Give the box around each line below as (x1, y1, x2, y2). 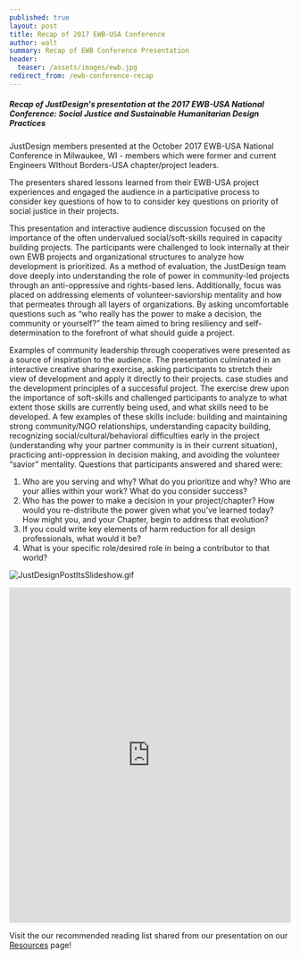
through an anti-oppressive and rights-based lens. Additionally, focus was (9, 279, 282, 291)
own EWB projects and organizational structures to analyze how (9, 251, 245, 262)
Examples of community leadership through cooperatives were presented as (9, 344, 291, 355)
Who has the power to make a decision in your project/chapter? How (21, 495, 275, 505)
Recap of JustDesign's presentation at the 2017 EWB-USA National (9, 99, 265, 110)
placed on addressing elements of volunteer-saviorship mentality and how (9, 289, 283, 300)
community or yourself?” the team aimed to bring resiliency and (9, 318, 244, 328)
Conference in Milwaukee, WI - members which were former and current (9, 149, 277, 161)
